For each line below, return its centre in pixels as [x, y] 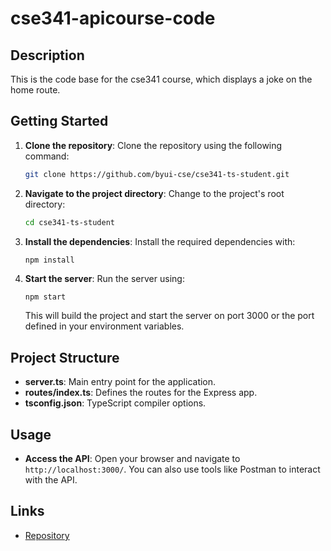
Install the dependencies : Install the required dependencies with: [160, 241]
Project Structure [65, 357]
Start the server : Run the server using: [104, 279]
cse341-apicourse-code [113, 18]
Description [47, 55]
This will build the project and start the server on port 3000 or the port [169, 316]
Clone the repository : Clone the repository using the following [153, 145]
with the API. [51, 480]
